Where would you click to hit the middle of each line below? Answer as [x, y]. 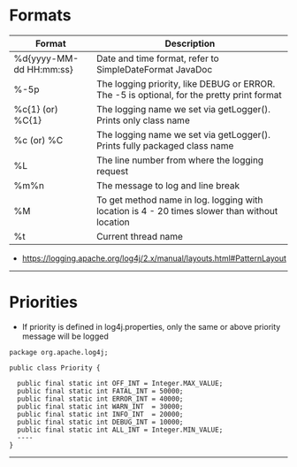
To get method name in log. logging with [179, 200]
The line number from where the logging [179, 160]
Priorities [43, 302]
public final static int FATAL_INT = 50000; [100, 391]
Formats [40, 15]
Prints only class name [143, 120]
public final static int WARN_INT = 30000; [100, 406]
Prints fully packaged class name [165, 145]
